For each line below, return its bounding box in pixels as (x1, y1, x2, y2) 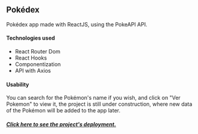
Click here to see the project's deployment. (6, 120, 116, 128)
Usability (6, 81, 29, 88)
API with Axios (14, 67, 51, 75)
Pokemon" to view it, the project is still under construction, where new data (6, 100, 193, 108)
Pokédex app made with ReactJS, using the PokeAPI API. (6, 20, 147, 28)
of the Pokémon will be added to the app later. (6, 107, 121, 114)
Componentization (14, 61, 61, 68)
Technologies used (6, 34, 55, 41)
